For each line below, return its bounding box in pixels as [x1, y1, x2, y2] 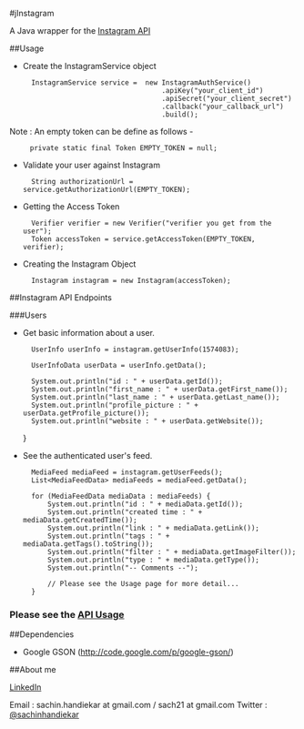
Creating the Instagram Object [22, 258, 137, 269]
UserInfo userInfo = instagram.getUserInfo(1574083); [31, 345, 239, 354]
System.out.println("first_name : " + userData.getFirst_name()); [31, 385, 289, 394]
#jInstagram [9, 8, 55, 18]
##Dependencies [9, 629, 75, 640]
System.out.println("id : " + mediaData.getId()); [46, 500, 244, 509]
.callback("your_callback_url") [161, 102, 284, 111]
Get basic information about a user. [22, 328, 155, 338]
